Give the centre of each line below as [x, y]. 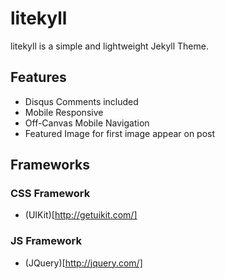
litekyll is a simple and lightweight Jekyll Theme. [109, 46]
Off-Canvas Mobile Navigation [87, 123]
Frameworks [50, 165]
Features [38, 77]
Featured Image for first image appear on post [120, 133]
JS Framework [46, 241]
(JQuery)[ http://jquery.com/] [83, 263]
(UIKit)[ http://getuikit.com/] [81, 215]
